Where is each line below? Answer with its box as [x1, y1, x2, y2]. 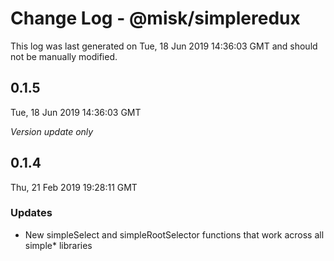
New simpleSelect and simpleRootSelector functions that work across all [24, 228, 325, 241]
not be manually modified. [10, 50, 118, 62]
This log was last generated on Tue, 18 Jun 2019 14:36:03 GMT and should [10, 40, 318, 52]
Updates [10, 206, 53, 220]
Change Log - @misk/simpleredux [10, 7, 301, 30]
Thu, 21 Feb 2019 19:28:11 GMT [10, 181, 138, 193]
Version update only [10, 125, 94, 137]
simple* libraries [24, 239, 93, 251]
